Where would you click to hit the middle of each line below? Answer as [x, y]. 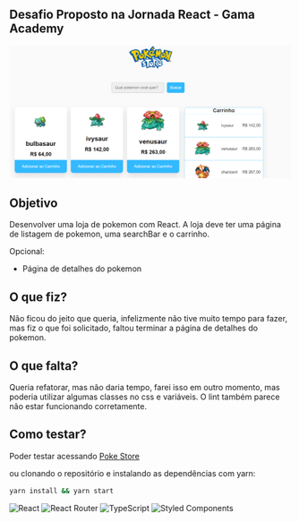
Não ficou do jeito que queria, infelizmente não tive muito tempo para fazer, [149, 319]
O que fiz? [38, 297]
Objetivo [34, 203]
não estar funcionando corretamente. [78, 406]
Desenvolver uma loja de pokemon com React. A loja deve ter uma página [145, 225]
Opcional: [27, 252]
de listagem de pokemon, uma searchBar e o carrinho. [110, 234]
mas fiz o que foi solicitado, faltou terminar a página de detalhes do [133, 328]
